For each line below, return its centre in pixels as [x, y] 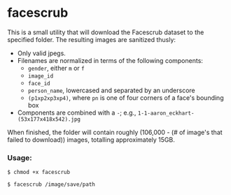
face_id [39, 83]
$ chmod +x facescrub [39, 173]
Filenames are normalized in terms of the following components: [110, 60]
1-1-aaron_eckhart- [166, 113]
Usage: [20, 157]
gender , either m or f [56, 68]
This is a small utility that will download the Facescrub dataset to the [106, 32]
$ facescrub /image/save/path [51, 185]
